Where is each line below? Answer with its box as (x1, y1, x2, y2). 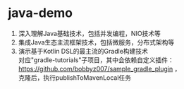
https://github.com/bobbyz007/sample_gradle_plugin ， (18, 64, 181, 73)
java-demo (8, 5, 73, 21)
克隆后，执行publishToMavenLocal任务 (18, 73, 132, 82)
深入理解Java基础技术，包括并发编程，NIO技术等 (18, 29, 161, 37)
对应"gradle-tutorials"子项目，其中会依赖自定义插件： (18, 55, 175, 64)
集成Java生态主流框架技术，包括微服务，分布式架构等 (18, 37, 175, 47)
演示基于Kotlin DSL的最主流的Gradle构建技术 (18, 47, 149, 55)
